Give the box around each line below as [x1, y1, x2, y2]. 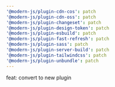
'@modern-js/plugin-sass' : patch [6, 42, 88, 48]
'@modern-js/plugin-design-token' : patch [6, 25, 110, 31]
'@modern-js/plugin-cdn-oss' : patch [6, 14, 96, 20]
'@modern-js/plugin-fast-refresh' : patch [6, 36, 110, 42]
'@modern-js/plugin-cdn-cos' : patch [6, 8, 96, 15]
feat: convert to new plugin [6, 74, 72, 81]
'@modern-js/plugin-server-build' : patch [6, 47, 110, 53]
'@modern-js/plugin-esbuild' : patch [6, 31, 96, 36]
